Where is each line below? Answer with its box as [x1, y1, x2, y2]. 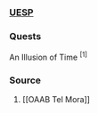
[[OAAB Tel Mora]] [21, 94, 91, 105]
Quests [9, 29, 42, 42]
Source [9, 74, 42, 86]
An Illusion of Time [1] [9, 51, 87, 62]
